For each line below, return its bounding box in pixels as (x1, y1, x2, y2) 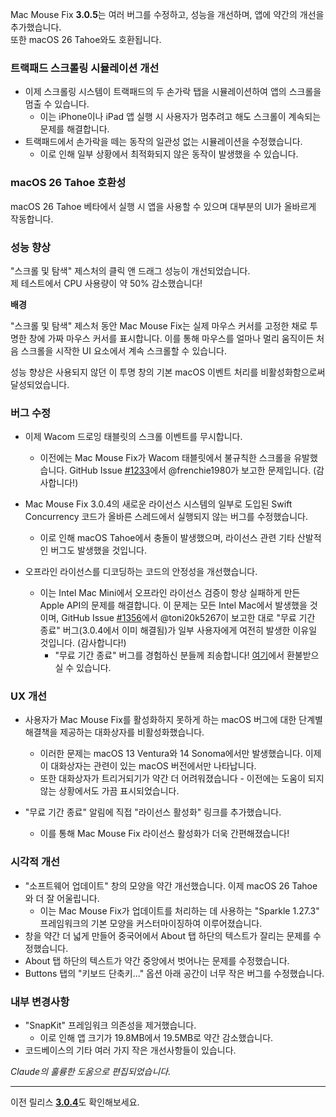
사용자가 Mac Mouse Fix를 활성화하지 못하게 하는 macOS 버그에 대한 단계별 (24, 714, 323, 726)
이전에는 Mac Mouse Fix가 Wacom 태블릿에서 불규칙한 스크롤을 (39, 452, 292, 464)
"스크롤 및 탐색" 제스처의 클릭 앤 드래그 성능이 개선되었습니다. (10, 264, 251, 277)
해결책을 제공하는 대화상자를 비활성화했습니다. (24, 726, 205, 738)
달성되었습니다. (10, 378, 70, 390)
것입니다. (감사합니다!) (39, 637, 127, 649)
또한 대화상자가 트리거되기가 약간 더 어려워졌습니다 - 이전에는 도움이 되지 (39, 773, 325, 785)
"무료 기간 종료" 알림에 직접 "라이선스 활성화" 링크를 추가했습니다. (24, 806, 282, 818)
